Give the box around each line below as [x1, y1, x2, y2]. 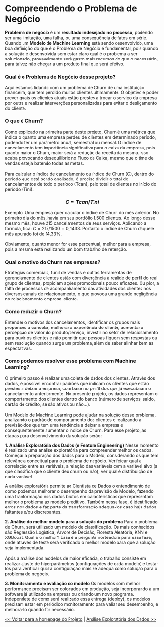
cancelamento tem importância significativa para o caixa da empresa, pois [5, 145, 155, 150]
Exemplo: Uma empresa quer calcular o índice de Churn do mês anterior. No [5, 209, 159, 215]
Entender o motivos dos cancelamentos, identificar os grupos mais [5, 319, 140, 325]
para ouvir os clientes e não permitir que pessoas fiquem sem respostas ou [5, 335, 158, 341]
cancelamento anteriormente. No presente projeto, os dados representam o [5, 390, 158, 396]
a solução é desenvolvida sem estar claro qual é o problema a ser [5, 50, 138, 57]
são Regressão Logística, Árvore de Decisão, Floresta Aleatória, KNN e [5, 529, 148, 535]
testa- [146, 560, 159, 566]
